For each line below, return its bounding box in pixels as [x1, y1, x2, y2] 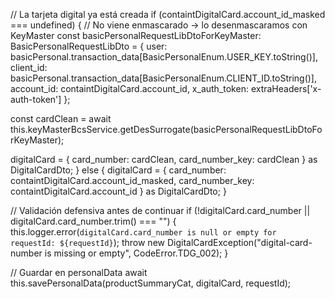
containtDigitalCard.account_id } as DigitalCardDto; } [10, 185, 227, 197]
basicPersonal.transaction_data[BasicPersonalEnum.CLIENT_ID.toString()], [10, 72, 317, 84]
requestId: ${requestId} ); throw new [10, 237, 165, 248]
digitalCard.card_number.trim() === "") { [10, 215, 177, 227]
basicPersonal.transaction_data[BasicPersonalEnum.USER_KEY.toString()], [10, 51, 318, 63]
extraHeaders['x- [250, 83, 322, 94]
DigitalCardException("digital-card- [166, 237, 313, 248]
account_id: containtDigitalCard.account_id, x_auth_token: [10, 83, 249, 94]
